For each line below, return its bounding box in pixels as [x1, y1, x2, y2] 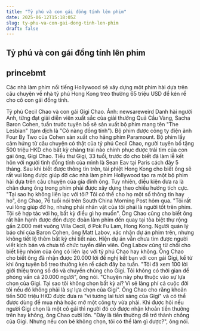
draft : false [6, 25, 39, 32]
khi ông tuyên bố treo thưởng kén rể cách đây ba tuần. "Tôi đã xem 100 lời [6, 261, 188, 268]
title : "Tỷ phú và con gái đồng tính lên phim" [6, 8, 127, 15]
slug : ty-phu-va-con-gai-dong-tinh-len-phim [6, 20, 119, 26]
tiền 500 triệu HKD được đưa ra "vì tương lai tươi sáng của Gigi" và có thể [6, 293, 186, 300]
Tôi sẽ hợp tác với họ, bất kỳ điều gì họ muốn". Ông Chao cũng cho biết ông [6, 210, 193, 217]
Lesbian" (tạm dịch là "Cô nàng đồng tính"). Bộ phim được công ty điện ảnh [6, 127, 192, 135]
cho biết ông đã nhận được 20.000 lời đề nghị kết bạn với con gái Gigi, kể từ [6, 254, 193, 262]
